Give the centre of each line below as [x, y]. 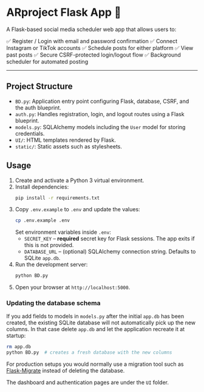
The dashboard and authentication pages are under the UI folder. [87, 382]
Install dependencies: [42, 187]
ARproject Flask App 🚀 [64, 12]
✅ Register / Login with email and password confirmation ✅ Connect [92, 41]
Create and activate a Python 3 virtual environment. [80, 180]
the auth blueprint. [38, 107]
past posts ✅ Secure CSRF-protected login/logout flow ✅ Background [93, 55]
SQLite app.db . [42, 258]
